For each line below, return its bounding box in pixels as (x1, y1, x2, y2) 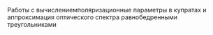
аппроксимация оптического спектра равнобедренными (7, 13, 178, 21)
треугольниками (7, 21, 57, 28)
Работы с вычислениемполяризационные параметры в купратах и (7, 6, 207, 14)
